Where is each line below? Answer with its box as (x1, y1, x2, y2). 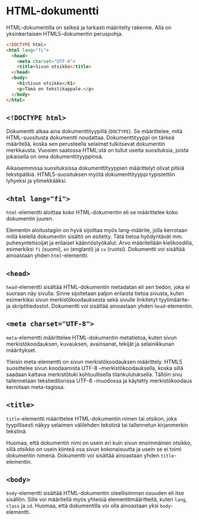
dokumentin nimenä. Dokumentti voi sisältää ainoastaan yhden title (6, 452, 174, 459)
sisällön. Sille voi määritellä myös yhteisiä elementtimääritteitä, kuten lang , (6, 496, 187, 503)
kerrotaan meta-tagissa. (6, 383, 65, 390)
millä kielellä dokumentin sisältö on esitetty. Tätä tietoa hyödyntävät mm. (6, 233, 184, 240)
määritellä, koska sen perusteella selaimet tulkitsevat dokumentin (6, 140, 165, 148)
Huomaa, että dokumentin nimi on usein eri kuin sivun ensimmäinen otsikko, (6, 439, 192, 446)
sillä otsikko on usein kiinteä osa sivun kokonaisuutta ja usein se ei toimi (6, 445, 182, 453)
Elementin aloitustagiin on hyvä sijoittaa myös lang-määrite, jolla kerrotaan (6, 227, 188, 234)
